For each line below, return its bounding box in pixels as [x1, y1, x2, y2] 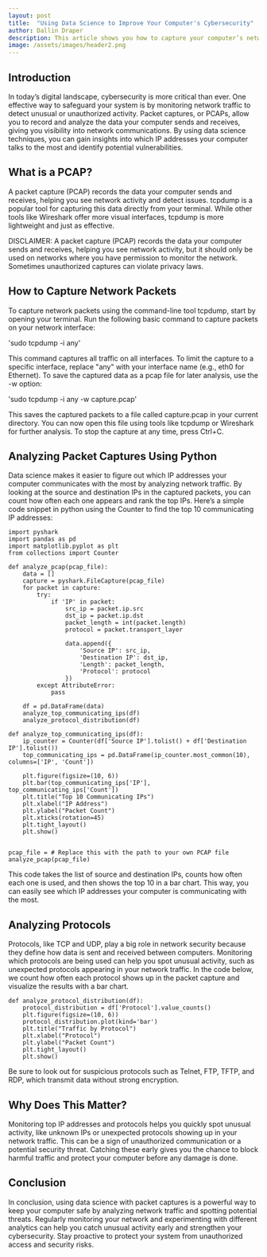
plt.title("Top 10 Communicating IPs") [22, 793, 155, 801]
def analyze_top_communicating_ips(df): [8, 730, 145, 739]
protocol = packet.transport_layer [64, 626, 183, 634]
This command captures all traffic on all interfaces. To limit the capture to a [8, 353, 254, 363]
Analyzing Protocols [8, 918, 111, 931]
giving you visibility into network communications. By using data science [8, 125, 246, 135]
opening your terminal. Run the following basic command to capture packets [8, 314, 258, 323]
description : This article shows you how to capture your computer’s [8, 33, 244, 42]
